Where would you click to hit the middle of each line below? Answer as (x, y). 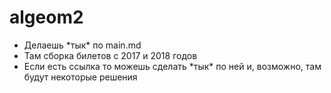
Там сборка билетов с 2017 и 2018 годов (110, 55)
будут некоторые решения (80, 77)
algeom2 (46, 17)
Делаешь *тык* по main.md (82, 45)
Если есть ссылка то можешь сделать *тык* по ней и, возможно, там (172, 66)
